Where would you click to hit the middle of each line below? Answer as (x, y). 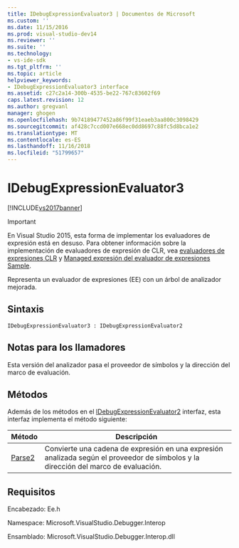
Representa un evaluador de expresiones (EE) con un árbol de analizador (115, 279)
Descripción (136, 437)
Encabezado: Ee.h (34, 509)
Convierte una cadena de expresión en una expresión (134, 449)
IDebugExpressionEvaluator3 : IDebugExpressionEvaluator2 (95, 326)
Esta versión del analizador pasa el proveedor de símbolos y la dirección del (119, 364)
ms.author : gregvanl (38, 107)
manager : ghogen (31, 113)
